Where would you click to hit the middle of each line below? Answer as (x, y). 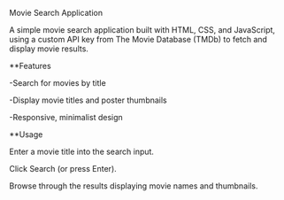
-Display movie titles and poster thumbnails (88, 100)
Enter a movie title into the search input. (82, 151)
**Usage (26, 135)
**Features (30, 66)
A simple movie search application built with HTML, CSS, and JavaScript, (142, 30)
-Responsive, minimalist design (66, 117)
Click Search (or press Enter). (63, 169)
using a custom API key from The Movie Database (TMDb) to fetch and (138, 39)
